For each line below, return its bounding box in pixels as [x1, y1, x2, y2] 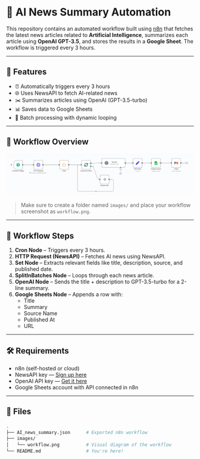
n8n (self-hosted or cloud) [14, 364, 80, 371]
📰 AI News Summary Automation [6, 5, 171, 19]
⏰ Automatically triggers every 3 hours [14, 83, 110, 90]
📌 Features [6, 67, 47, 77]
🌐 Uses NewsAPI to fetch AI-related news [14, 89, 118, 96]
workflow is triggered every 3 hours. [6, 44, 96, 51]
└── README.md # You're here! [6, 448, 124, 454]
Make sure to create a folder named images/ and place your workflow [20, 202, 191, 209]
